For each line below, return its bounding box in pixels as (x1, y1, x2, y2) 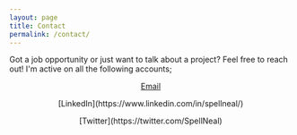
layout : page (9, 13, 58, 22)
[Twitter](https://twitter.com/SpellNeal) (79, 115, 223, 126)
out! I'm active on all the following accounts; (9, 63, 172, 74)
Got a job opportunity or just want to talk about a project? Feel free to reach (9, 55, 289, 65)
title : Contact (9, 21, 66, 30)
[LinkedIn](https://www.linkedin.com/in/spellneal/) (57, 98, 244, 109)
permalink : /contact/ (9, 30, 91, 38)
